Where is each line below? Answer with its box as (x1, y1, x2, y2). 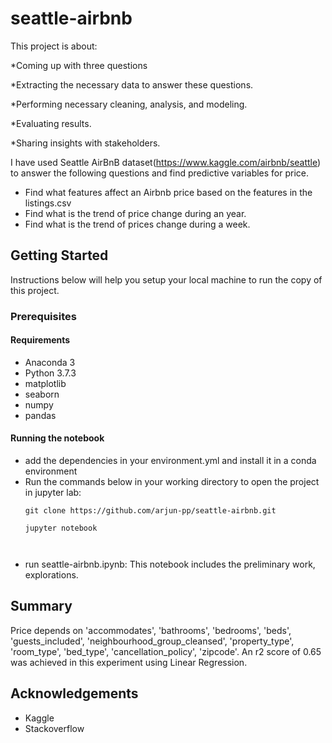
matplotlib (24, 377, 67, 389)
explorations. (24, 569, 79, 581)
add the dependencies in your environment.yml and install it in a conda (24, 455, 317, 467)
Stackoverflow (24, 722, 85, 734)
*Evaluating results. (10, 117, 92, 129)
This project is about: (10, 40, 98, 52)
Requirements (10, 334, 71, 346)
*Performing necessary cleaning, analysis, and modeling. (10, 98, 248, 110)
